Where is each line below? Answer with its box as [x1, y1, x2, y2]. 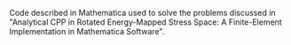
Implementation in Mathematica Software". [9, 26, 165, 36]
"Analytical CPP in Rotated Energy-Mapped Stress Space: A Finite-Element [9, 17, 282, 27]
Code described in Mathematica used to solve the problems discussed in [9, 8, 277, 18]
